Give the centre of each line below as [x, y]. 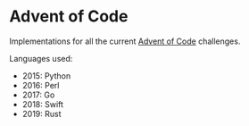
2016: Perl [41, 85]
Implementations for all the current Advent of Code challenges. [125, 41]
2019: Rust [41, 113]
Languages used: [41, 58]
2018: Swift [43, 104]
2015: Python [46, 76]
